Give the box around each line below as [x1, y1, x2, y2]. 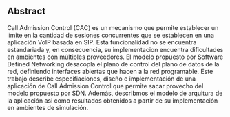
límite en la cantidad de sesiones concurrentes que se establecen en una [7, 31, 215, 39]
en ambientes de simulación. [7, 103, 89, 112]
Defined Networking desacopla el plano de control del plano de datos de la [7, 60, 220, 68]
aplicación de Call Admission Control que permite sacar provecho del [7, 81, 204, 90]
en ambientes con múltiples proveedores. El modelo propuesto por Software [7, 53, 224, 61]
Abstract [7, 5, 46, 17]
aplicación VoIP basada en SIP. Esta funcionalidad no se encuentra [7, 38, 197, 47]
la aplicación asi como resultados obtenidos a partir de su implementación [7, 96, 218, 105]
